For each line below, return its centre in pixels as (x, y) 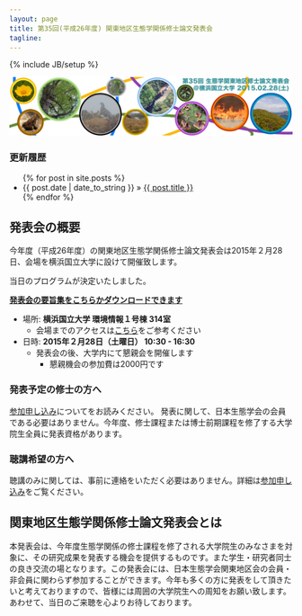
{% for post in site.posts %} (74, 178)
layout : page (34, 19)
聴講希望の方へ (42, 459)
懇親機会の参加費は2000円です (107, 364)
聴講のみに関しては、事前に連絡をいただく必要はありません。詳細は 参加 (143, 480)
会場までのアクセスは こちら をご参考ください (118, 330)
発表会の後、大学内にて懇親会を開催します (115, 353)
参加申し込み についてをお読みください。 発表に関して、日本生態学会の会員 (148, 411)
